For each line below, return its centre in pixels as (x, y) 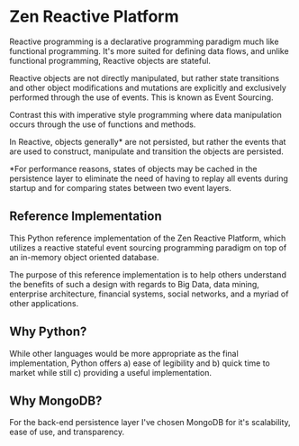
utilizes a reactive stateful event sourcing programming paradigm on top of (148, 247)
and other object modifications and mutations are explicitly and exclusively (148, 87)
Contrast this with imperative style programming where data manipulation (145, 114)
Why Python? (48, 332)
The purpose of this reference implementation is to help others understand (148, 274)
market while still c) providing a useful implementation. (111, 372)
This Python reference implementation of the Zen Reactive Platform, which (148, 238)
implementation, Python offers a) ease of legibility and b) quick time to (140, 363)
